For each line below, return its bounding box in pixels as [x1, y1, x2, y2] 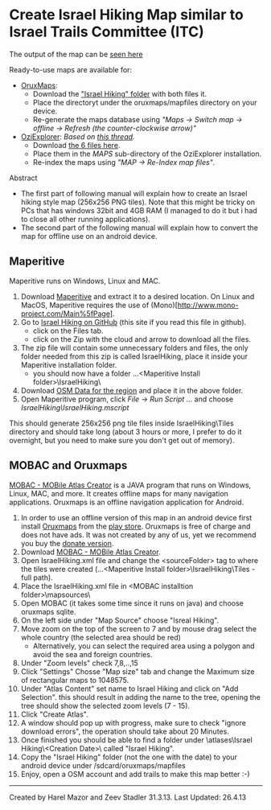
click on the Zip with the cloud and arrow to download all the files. [32, 334, 252, 343]
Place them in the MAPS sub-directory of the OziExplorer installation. [32, 149, 262, 158]
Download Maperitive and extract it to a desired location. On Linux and [20, 291, 255, 301]
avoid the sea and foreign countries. [32, 649, 153, 659]
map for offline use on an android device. [20, 231, 158, 241]
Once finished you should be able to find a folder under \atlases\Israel [20, 734, 253, 745]
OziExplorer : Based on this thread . [20, 131, 135, 142]
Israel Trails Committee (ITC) [9, 23, 204, 41]
